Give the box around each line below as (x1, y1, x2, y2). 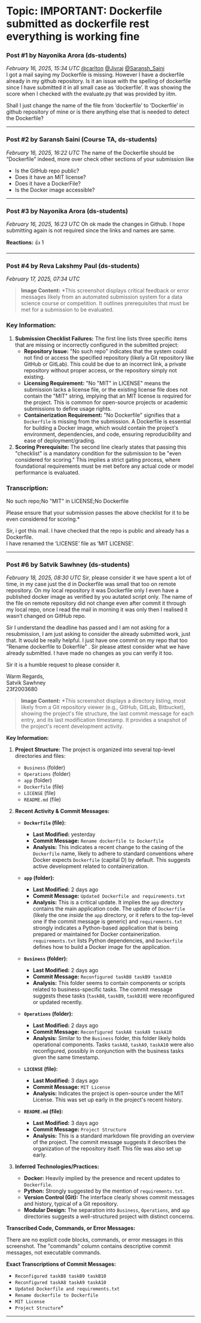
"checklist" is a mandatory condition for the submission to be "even (14, 449, 181, 457)
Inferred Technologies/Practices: (14, 1163, 100, 1170)
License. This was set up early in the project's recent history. (32, 1096, 184, 1103)
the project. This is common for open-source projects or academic (23, 398, 188, 406)
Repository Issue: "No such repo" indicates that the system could (23, 347, 187, 355)
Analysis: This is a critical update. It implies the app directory (32, 899, 184, 906)
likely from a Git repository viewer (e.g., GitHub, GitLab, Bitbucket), (20, 704, 185, 711)
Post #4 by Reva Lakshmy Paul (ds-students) (6, 262, 140, 270)
